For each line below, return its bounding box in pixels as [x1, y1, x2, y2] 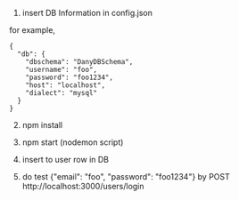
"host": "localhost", [25, 81, 105, 90]
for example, [9, 25, 56, 35]
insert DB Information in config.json [21, 8, 153, 18]
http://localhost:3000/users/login [21, 181, 144, 191]
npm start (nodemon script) [21, 137, 124, 148]
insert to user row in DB [21, 155, 110, 164]
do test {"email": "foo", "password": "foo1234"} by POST [21, 172, 230, 181]
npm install [21, 120, 63, 130]
